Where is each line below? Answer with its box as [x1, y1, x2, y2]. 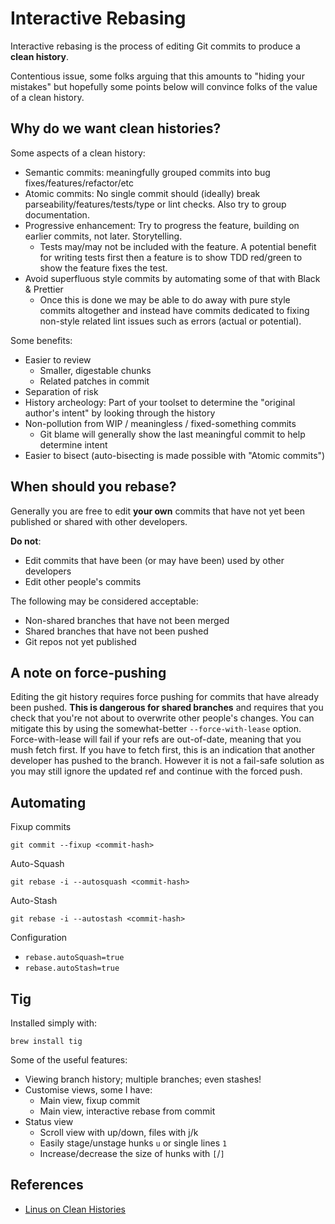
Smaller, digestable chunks [39, 364, 152, 376]
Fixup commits [10, 821, 72, 833]
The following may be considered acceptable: [10, 595, 199, 607]
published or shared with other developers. [10, 515, 188, 527]
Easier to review [24, 353, 92, 366]
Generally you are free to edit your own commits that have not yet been [10, 505, 305, 517]
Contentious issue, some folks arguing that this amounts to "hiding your [10, 70, 305, 82]
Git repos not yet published [24, 635, 137, 647]
